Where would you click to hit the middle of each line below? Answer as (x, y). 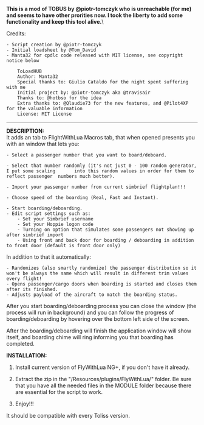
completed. (20, 344)
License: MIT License (44, 114)
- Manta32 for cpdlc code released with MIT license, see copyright (95, 55)
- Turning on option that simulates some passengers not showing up (106, 230)
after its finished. (32, 289)
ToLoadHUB (30, 71)
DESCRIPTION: (25, 131)
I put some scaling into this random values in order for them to (100, 171)
